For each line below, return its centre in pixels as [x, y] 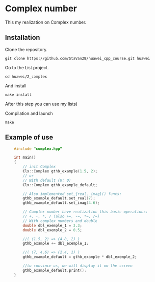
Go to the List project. [27, 67]
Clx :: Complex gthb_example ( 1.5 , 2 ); [60, 171]
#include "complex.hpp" [38, 149]
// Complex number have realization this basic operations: [85, 212]
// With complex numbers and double [60, 221]
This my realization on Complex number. [46, 22]
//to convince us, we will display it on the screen [78, 266]
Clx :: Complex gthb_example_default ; [60, 185]
